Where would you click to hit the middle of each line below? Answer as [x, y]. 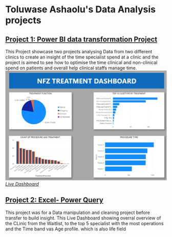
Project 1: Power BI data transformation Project [81, 39]
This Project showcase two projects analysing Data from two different [79, 52]
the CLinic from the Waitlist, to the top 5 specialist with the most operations [84, 223]
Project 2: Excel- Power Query [54, 200]
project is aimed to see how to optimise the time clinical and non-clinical [81, 62]
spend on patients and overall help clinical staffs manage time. [71, 68]
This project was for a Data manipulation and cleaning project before [78, 212]
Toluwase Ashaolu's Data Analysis [81, 9]
